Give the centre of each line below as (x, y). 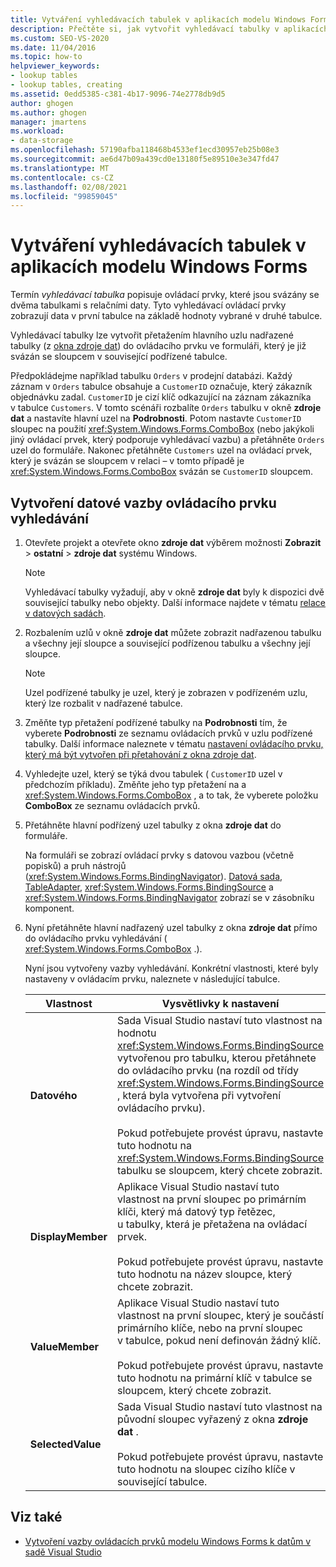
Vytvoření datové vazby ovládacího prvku (143, 502)
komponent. (49, 908)
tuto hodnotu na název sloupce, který (204, 1274)
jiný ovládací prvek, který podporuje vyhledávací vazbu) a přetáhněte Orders (167, 440)
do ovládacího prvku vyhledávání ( (96, 938)
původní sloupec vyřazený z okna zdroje (212, 1419)
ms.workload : (37, 131)
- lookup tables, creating (66, 85)
